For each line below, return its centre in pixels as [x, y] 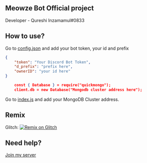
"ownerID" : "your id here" [42, 71]
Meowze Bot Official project [50, 8]
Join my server [21, 155]
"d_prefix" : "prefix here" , [43, 67]
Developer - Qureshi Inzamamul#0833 [45, 20]
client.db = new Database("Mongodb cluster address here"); [78, 90]
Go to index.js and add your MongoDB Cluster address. [62, 99]
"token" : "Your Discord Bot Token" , [53, 62]
